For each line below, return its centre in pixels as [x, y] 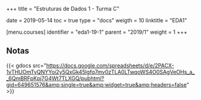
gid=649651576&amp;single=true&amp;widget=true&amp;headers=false [97, 84]
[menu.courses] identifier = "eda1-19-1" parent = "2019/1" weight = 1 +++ [97, 32]
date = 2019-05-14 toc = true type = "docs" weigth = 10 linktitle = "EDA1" [97, 20]
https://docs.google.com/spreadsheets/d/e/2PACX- [110, 65]
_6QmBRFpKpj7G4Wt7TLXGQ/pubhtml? [55, 78]
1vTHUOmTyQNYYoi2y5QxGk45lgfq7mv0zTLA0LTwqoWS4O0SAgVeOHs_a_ [100, 72]
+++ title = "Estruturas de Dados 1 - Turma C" [63, 9]
